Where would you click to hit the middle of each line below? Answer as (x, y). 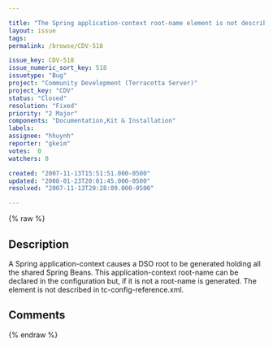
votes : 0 (25, 151)
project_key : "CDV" (41, 90)
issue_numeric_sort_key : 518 (58, 68)
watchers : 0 (28, 158)
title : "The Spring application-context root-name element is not (123, 23)
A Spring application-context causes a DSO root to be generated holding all (135, 263)
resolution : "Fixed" (43, 106)
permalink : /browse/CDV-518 (56, 46)
